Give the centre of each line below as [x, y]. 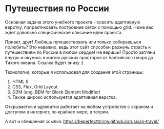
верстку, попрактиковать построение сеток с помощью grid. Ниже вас [79, 27]
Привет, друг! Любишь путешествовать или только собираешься [73, 42]
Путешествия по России [57, 9]
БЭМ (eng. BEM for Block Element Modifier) [56, 92]
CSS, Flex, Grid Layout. [35, 86]
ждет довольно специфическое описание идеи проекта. [64, 32]
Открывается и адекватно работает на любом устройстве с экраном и [79, 107]
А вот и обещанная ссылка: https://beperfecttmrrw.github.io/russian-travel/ [82, 121]
